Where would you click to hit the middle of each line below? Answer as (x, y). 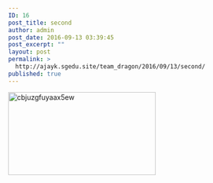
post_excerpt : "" (37, 45)
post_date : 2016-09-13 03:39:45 (61, 37)
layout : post (29, 52)
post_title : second (40, 23)
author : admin (31, 30)
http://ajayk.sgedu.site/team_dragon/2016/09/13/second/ (110, 67)
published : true (35, 74)
